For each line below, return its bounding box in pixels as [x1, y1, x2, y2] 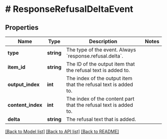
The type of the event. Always [66, 46, 136, 53]
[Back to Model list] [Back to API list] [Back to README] [5, 129, 119, 135]
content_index [7, 102, 42, 108]
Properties [5, 23, 39, 32]
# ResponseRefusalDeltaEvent [5, 3, 133, 15]
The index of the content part [66, 95, 135, 102]
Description [89, 38, 118, 45]
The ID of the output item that [66, 61, 135, 68]
